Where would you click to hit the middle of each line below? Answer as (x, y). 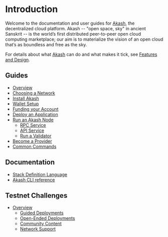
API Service (32, 130)
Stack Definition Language (40, 174)
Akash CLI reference (34, 180)
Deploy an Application (35, 114)
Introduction (32, 9)
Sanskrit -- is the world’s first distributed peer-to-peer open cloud (73, 34)
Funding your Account (35, 109)
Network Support (38, 229)
